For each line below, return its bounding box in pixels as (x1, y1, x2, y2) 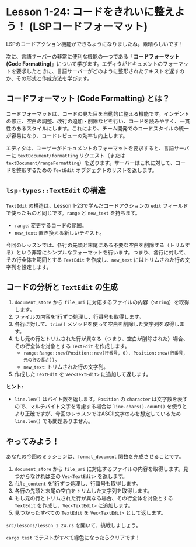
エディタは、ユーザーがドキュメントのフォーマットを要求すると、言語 (6, 145, 174, 152)
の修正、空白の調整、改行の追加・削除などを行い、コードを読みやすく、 (6, 118, 180, 125)
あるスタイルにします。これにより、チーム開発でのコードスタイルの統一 (16, 125, 190, 132)
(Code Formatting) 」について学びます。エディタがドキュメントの (6, 60, 163, 67)
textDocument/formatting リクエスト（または (17, 152, 125, 159)
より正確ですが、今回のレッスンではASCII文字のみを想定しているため (14, 410, 181, 417)
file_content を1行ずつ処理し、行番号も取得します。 (14, 480, 141, 487)
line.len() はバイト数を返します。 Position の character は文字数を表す (14, 395, 188, 402)
